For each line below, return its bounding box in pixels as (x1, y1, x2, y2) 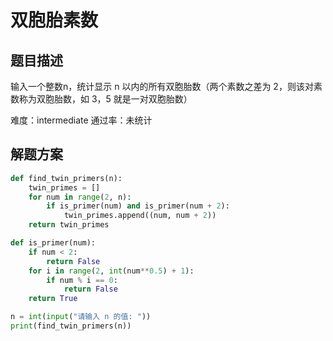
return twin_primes (28, 220, 110, 230)
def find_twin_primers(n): (10, 173, 123, 183)
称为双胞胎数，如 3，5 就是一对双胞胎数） (18, 93, 193, 105)
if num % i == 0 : (46, 275, 118, 285)
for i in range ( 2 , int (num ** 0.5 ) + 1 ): (28, 266, 195, 276)
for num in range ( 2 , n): (28, 192, 132, 202)
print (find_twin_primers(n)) (10, 321, 132, 331)
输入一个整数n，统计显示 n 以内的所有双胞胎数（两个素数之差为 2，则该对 (10, 81, 314, 92)
